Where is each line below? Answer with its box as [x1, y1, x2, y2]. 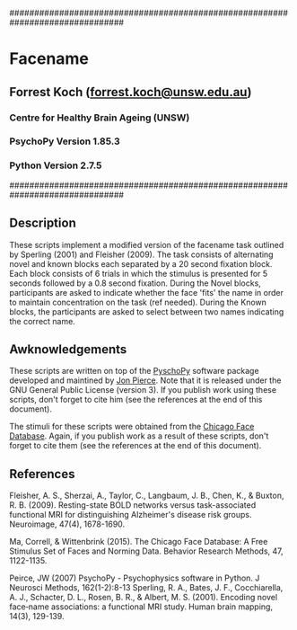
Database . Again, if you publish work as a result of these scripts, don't [9, 430, 269, 441]
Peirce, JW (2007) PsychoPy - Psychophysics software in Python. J [9, 572, 260, 583]
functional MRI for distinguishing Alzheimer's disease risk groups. [9, 510, 252, 520]
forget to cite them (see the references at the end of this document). [9, 440, 262, 451]
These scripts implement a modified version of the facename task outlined [9, 239, 284, 250]
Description [9, 216, 76, 231]
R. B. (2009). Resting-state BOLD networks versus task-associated [9, 500, 257, 510]
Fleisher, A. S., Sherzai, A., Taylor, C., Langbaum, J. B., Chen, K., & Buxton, [9, 490, 284, 501]
